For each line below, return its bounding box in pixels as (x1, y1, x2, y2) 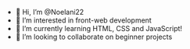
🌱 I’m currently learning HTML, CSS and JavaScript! (15, 24, 182, 33)
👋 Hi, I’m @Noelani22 (15, 8, 84, 16)
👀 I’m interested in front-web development (15, 16, 152, 25)
